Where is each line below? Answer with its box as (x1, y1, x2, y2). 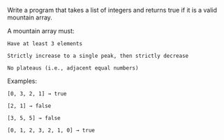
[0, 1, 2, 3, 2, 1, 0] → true (7, 127, 96, 134)
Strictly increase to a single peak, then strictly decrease (7, 52, 189, 59)
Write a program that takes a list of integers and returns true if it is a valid (7, 6, 218, 14)
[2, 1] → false (7, 102, 52, 109)
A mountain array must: (7, 27, 75, 35)
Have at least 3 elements (7, 40, 82, 47)
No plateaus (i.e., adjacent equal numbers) (7, 65, 139, 72)
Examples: (7, 77, 37, 85)
